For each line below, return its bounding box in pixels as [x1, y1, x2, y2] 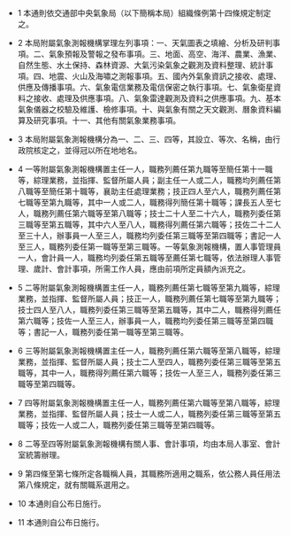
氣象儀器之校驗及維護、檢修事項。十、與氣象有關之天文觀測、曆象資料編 [17, 105, 281, 114]
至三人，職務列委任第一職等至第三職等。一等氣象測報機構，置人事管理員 [17, 242, 281, 252]
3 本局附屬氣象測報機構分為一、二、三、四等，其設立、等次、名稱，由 [17, 134, 273, 144]
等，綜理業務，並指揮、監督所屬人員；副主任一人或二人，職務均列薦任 [17, 175, 274, 185]
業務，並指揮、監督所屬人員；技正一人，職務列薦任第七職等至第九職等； [17, 293, 281, 304]
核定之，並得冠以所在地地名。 [33, 145, 142, 155]
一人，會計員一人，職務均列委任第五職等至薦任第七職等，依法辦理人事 [17, 252, 274, 263]
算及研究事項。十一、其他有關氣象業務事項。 [17, 115, 181, 126]
